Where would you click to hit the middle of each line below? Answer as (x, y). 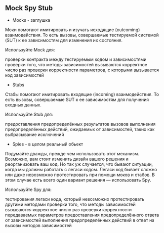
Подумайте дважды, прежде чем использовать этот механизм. (72, 153)
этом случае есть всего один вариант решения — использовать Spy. (78, 180)
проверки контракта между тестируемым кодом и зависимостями (76, 59)
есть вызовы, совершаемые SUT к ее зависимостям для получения (77, 99)
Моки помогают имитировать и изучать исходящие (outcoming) (73, 30)
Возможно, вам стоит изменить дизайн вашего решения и (67, 159)
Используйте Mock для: (30, 49)
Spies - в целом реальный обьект (48, 144)
